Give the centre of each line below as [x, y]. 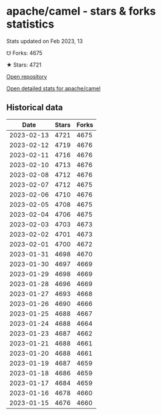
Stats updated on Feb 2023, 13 [45, 41]
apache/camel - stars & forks [81, 11]
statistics [30, 24]
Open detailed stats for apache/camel [54, 88]
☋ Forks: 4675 [24, 52]
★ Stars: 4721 [24, 65]
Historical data [35, 108]
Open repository [27, 76]
